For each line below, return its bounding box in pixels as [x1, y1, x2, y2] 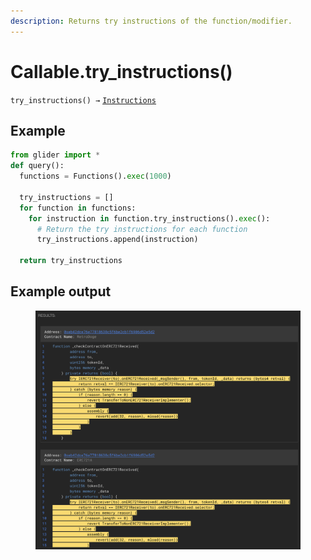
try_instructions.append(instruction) [36, 235, 199, 245]
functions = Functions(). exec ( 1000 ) [19, 171, 172, 182]
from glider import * [10, 150, 101, 160]
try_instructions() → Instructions [10, 95, 157, 105]
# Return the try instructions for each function [36, 224, 248, 234]
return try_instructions [19, 256, 123, 266]
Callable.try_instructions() [10, 60, 233, 83]
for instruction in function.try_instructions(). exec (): [28, 213, 271, 224]
